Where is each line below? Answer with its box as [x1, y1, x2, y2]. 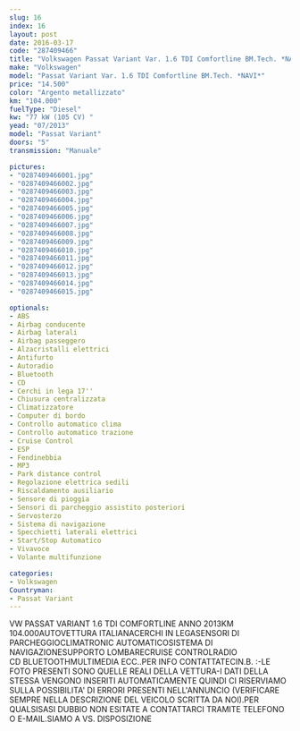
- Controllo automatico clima [9, 420, 122, 429]
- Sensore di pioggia [9, 494, 90, 504]
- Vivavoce [9, 545, 50, 554]
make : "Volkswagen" [9, 64, 82, 72]
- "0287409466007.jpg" [9, 220, 94, 229]
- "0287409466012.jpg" [9, 262, 94, 271]
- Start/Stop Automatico [9, 536, 102, 546]
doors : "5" [9, 138, 50, 147]
